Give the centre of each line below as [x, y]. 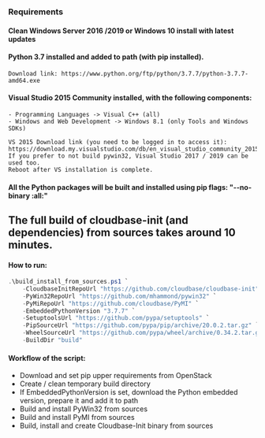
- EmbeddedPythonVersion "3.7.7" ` [79, 311]
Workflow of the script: [47, 358]
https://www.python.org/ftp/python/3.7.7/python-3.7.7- [155, 73]
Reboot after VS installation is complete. [81, 169]
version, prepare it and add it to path [79, 401]
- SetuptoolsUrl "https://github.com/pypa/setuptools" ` [116, 318]
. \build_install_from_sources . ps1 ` [68, 282]
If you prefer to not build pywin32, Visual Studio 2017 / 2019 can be [128, 156]
